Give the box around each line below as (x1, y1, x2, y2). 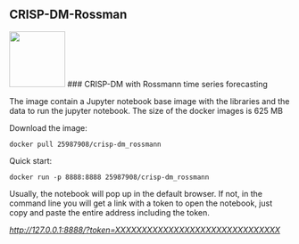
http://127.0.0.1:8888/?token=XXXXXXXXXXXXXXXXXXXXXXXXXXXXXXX (9, 224, 281, 235)
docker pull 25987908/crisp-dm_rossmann (9, 140, 162, 149)
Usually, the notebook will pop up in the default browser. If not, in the (9, 188, 263, 199)
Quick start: (9, 155, 52, 166)
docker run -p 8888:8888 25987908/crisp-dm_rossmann (9, 173, 210, 182)
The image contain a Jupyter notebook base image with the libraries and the (9, 95, 290, 106)
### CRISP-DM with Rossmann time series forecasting (66, 78, 268, 89)
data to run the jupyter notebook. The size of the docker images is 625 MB (9, 105, 284, 116)
